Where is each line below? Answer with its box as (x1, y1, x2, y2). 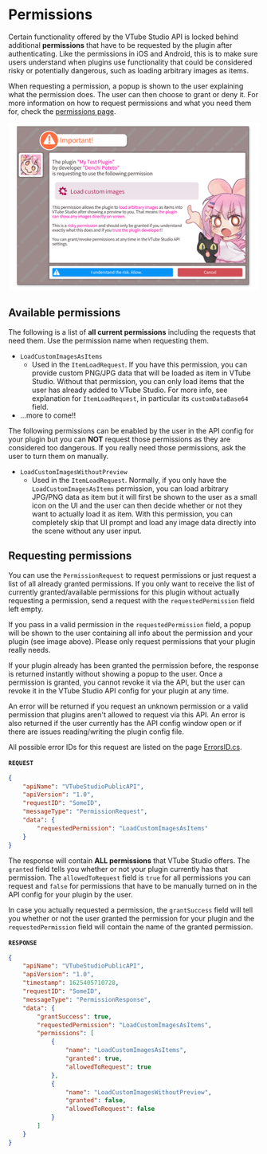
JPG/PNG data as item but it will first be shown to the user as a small (31, 492, 257, 501)
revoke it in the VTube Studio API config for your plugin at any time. (8, 685, 230, 695)
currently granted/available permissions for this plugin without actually (8, 587, 240, 597)
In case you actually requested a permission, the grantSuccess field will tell (8, 905, 253, 914)
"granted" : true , (65, 1054, 124, 1063)
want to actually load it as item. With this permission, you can (31, 508, 234, 519)
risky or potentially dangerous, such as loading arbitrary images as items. (8, 65, 249, 75)
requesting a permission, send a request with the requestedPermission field (8, 595, 255, 605)
